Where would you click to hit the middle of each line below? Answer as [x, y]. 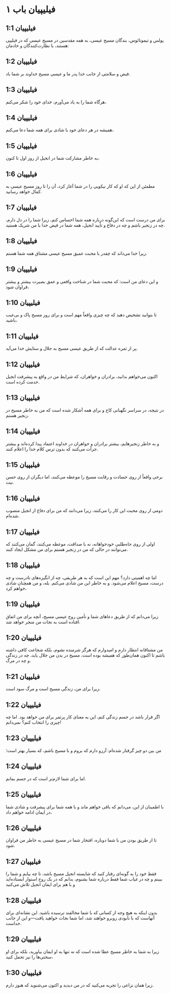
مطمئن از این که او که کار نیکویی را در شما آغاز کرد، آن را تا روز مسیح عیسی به [80, 186]
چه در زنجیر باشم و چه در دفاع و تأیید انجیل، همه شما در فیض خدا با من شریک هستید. [85, 225]
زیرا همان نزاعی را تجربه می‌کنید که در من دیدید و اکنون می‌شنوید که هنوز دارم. [80, 985]
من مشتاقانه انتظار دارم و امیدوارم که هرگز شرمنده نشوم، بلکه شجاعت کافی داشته [84, 650]
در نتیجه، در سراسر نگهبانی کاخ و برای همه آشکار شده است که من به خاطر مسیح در [85, 410]
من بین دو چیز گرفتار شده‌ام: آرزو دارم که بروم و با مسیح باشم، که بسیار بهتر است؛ [83, 750]
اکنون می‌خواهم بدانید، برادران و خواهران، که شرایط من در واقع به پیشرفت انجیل [82, 376]
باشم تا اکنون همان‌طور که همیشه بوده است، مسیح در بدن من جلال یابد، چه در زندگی [85, 655]
